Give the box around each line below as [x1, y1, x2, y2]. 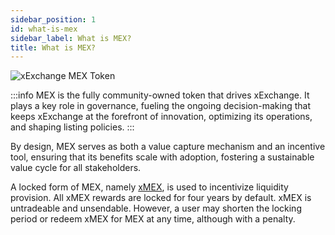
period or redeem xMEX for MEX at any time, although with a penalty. [10, 213, 296, 225]
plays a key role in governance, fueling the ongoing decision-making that [10, 100, 311, 112]
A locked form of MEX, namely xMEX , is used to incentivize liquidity [10, 181, 289, 193]
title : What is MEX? [10, 42, 97, 53]
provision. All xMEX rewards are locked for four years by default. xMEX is [10, 192, 312, 204]
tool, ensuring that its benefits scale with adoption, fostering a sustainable [10, 151, 315, 163]
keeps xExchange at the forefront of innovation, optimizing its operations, [10, 111, 313, 123]
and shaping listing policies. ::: [10, 121, 135, 133]
